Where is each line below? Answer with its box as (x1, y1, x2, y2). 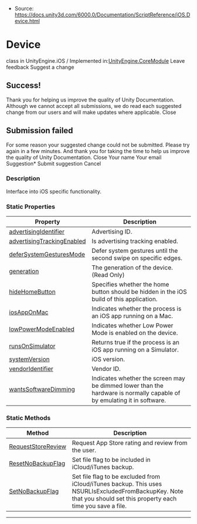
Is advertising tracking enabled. (91, 237, 179, 245)
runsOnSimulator (9, 342, 56, 350)
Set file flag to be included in (72, 456, 151, 464)
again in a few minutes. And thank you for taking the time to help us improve (6, 147, 190, 154)
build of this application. (91, 295, 158, 303)
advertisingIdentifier (9, 228, 64, 236)
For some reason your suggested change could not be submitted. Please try (6, 141, 190, 148)
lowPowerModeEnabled (9, 325, 75, 333)
